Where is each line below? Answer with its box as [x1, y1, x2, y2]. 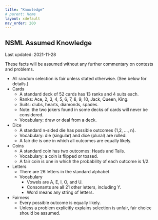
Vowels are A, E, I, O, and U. [26, 179, 83, 185]
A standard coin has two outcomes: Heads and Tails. [19, 148, 125, 154]
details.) [12, 81, 29, 87]
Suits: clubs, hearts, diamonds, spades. [19, 102, 99, 108]
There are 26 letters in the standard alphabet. [19, 169, 111, 175]
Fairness [12, 195, 30, 201]
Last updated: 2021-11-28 [5, 52, 56, 57]
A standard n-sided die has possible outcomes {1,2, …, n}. [19, 128, 136, 133]
